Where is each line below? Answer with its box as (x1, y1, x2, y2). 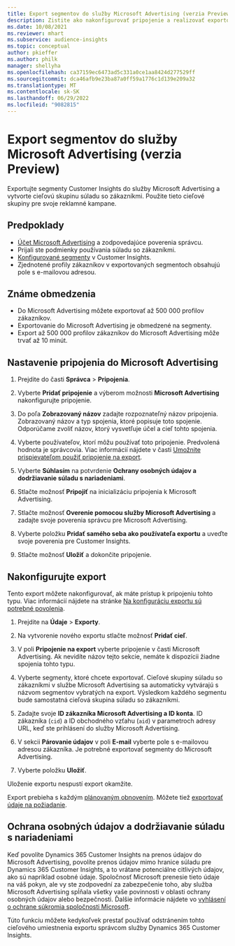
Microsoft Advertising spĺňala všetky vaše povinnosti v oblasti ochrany (7, 887, 211, 896)
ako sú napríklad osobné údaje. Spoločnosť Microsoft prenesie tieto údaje (7, 873, 220, 881)
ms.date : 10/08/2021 (7, 23, 68, 30)
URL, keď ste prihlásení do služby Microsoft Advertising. (17, 724, 180, 733)
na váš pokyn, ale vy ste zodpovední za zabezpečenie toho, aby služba (7, 880, 213, 889)
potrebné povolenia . (7, 605, 65, 613)
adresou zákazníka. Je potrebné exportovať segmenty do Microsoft (17, 745, 212, 754)
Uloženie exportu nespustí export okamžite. (7, 779, 133, 788)
